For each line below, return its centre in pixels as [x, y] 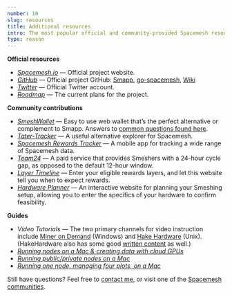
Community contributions [45, 108]
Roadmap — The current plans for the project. [83, 95]
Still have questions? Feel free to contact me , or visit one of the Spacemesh [115, 279]
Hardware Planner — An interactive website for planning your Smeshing [119, 188]
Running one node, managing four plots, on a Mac [89, 266]
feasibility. [32, 202]
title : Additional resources [49, 26]
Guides [18, 216]
